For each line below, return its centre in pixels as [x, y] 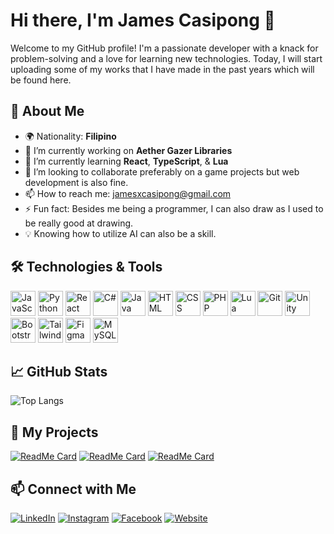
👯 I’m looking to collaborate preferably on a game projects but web [162, 171]
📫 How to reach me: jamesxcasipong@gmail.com [128, 193]
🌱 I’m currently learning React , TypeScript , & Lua [126, 161]
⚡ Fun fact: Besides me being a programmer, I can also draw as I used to [174, 208]
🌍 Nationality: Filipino [70, 136]
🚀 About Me [47, 111]
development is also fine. [76, 182]
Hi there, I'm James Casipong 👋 [143, 20]
